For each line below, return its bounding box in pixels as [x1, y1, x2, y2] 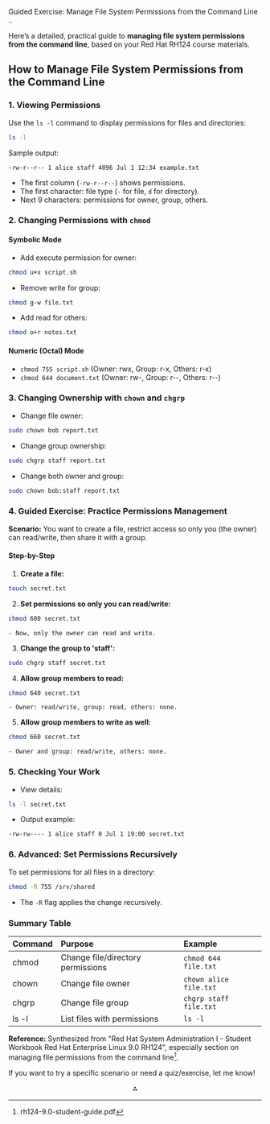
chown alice [183, 974, 229, 984]
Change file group [60, 997, 129, 1008]
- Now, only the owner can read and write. [8, 629, 157, 637]
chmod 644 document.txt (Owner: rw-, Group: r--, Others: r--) [19, 372, 221, 382]
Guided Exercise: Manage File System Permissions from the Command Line [8, 7, 259, 16]
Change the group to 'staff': [19, 643, 116, 653]
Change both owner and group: [19, 471, 125, 481]
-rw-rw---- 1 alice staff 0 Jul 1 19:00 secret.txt [8, 830, 185, 838]
